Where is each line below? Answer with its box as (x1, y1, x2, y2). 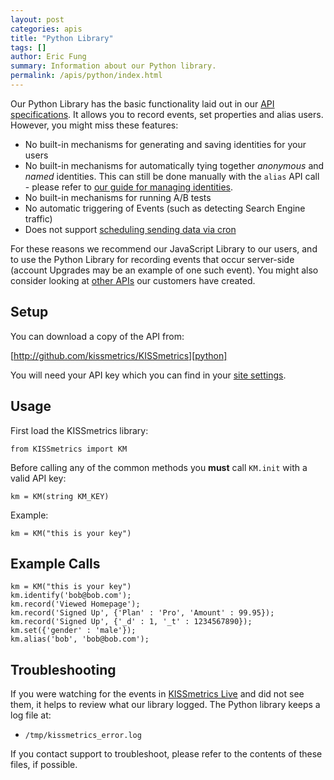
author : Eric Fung (10, 52, 87, 62)
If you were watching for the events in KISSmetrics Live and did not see (10, 688, 305, 700)
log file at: (10, 709, 52, 721)
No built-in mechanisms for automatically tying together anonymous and (24, 159, 325, 171)
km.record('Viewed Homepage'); (10, 599, 141, 610)
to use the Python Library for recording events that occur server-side (10, 253, 295, 265)
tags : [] (10, 42, 47, 53)
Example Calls (10, 555, 101, 572)
